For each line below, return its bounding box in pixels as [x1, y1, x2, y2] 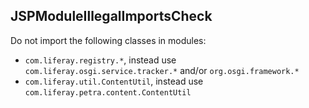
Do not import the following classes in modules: [10, 34, 207, 46]
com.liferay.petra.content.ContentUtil [24, 87, 192, 98]
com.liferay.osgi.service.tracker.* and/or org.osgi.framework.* [24, 64, 300, 76]
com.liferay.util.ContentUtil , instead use [24, 75, 204, 87]
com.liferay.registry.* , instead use [24, 54, 177, 66]
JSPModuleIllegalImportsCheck [10, 8, 213, 25]
